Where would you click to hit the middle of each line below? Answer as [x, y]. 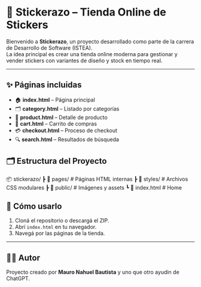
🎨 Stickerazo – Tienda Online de [86, 12]
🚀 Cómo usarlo [34, 206]
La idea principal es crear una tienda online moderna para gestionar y [92, 54]
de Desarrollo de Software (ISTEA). [49, 48]
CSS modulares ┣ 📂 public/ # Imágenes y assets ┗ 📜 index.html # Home [94, 187]
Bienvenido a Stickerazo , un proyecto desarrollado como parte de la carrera [100, 41]
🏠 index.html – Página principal [55, 100]
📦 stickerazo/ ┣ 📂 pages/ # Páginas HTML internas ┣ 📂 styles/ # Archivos [97, 179]
